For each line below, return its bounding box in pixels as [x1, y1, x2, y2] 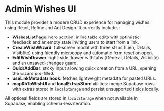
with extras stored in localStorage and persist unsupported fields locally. [12, 86, 160, 92]
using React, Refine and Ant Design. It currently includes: [5, 24, 120, 30]
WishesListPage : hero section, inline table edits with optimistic [12, 34, 140, 40]
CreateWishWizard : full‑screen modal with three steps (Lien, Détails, [12, 44, 152, 50]
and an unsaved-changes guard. [12, 60, 78, 66]
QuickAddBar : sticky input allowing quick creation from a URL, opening [12, 65, 157, 71]
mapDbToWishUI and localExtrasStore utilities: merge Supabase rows [12, 80, 155, 86]
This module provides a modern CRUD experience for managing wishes [5, 19, 150, 25]
